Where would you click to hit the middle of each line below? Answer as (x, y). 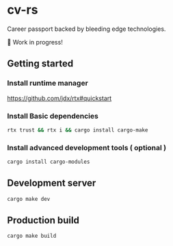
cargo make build (32, 236)
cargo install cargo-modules (49, 162)
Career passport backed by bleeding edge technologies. (86, 29)
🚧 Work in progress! (35, 42)
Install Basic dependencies (53, 116)
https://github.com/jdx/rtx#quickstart (59, 98)
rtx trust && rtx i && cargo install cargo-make (78, 130)
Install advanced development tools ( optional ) (87, 147)
